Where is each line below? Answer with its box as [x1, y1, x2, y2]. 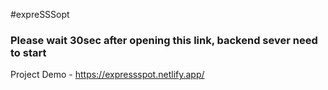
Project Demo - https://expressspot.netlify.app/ [10, 69, 205, 81]
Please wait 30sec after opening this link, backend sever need [10, 33, 318, 47]
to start [10, 45, 47, 59]
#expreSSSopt [10, 9, 70, 20]
